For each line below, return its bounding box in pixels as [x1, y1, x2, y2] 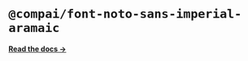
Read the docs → [8, 43, 67, 54]
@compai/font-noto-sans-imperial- [8, 6, 242, 22]
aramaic [8, 21, 60, 36]
